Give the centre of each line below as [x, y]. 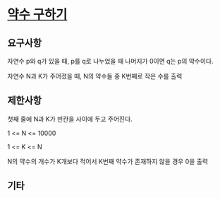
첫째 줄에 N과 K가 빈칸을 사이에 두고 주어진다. [70, 119]
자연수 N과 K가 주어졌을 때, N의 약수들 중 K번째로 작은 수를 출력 [95, 76]
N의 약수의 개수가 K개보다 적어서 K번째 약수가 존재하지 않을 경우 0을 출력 [108, 161]
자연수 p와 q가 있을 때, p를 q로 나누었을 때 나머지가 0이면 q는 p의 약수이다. [110, 61]
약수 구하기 [37, 14]
